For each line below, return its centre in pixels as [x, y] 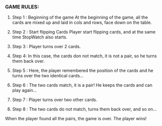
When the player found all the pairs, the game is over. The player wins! [76, 119]
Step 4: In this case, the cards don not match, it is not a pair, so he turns [84, 56]
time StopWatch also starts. [40, 37]
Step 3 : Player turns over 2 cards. [46, 47]
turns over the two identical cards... [48, 76]
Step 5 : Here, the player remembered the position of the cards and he [83, 71]
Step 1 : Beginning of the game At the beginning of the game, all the [80, 18]
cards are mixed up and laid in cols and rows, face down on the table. [82, 22]
